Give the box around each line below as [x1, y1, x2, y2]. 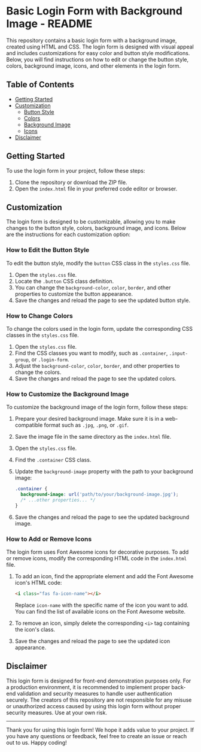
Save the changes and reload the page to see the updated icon [14, 637, 170, 645]
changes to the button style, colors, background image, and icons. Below [6, 225, 187, 232]
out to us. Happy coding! [6, 739, 67, 746]
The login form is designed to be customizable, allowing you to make [6, 218, 176, 225]
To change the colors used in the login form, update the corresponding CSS [6, 325, 193, 332]
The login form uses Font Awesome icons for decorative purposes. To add [6, 548, 189, 555]
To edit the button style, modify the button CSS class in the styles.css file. [6, 259, 190, 267]
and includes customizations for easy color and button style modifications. [6, 49, 190, 56]
